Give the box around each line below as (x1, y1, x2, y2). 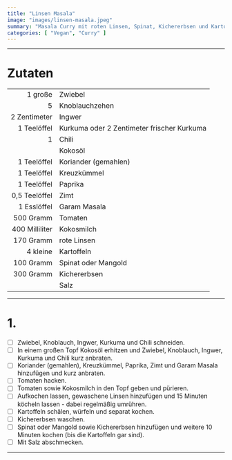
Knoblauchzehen (59, 101, 115, 111)
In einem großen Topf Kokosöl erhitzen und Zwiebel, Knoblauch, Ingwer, (17, 346, 223, 354)
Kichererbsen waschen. (17, 415, 85, 423)
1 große (26, 90, 53, 99)
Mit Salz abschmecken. (17, 438, 84, 446)
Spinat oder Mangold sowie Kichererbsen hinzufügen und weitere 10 (17, 423, 213, 431)
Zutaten (7, 66, 54, 82)
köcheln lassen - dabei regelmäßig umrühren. (17, 400, 147, 408)
